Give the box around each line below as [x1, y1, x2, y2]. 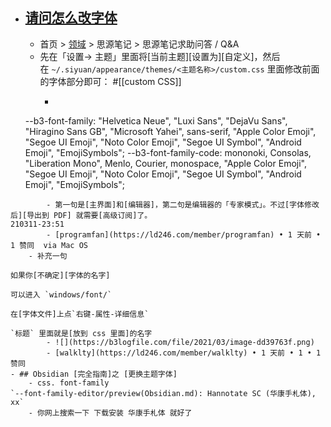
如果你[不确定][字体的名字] [10, 270, 111, 280]
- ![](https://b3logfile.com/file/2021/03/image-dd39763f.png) [46, 337, 315, 347]
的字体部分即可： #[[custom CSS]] [39, 75, 182, 87]
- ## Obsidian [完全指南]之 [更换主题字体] [10, 369, 178, 379]
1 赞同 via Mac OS [10, 240, 89, 250]
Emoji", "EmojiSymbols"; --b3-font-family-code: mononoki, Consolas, [24, 146, 312, 158]
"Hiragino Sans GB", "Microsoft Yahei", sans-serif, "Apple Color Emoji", [24, 125, 317, 137]
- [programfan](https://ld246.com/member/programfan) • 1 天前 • [46, 229, 322, 240]
